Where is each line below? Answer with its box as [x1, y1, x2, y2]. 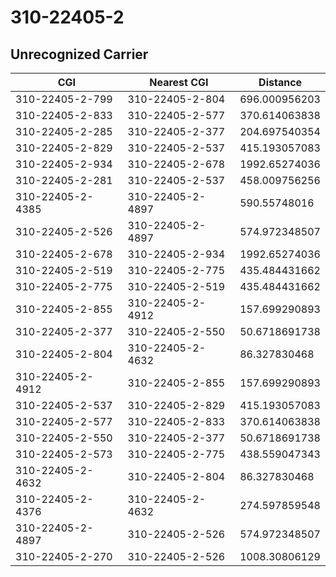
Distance [258, 76, 303, 89]
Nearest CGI [149, 76, 209, 89]
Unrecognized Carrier [10, 46, 149, 63]
